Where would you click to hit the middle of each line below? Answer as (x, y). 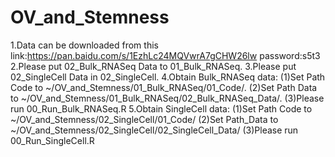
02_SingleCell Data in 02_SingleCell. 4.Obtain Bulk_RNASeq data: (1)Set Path (168, 77)
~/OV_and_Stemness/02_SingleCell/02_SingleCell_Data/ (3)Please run (154, 130)
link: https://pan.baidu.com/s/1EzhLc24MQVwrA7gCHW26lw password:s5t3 (165, 55)
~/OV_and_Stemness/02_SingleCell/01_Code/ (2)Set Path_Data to (144, 119)
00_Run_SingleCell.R (52, 140)
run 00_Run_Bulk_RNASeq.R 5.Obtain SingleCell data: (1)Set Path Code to (161, 108)
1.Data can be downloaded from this (84, 45)
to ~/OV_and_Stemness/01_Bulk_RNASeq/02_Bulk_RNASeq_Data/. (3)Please (167, 98)
